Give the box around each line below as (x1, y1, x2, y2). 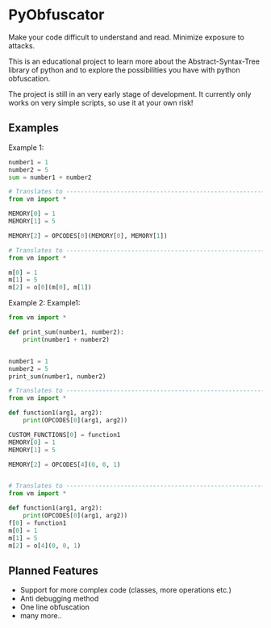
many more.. (19, 611, 62, 621)
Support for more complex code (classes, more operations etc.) (19, 585, 232, 595)
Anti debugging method (19, 594, 99, 604)
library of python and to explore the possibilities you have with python (8, 64, 240, 74)
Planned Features (8, 564, 99, 577)
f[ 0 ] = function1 (8, 518, 67, 527)
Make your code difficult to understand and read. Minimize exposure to (8, 32, 244, 42)
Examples (8, 121, 59, 135)
